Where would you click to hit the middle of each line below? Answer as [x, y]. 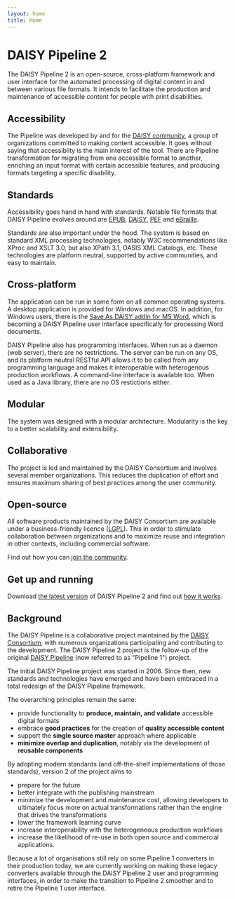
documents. [25, 331]
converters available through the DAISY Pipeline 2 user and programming [113, 873]
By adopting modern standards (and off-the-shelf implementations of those [116, 764]
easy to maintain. [32, 263]
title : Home [25, 20]
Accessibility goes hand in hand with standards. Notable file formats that [112, 212]
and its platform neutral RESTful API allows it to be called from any [103, 360]
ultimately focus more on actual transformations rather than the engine [120, 807]
